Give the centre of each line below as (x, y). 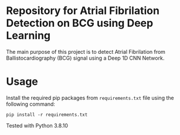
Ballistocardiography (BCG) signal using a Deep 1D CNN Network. (85, 58)
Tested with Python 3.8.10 (37, 125)
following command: (31, 104)
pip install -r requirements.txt (47, 115)
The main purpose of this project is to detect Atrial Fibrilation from (86, 51)
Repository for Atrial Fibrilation (83, 11)
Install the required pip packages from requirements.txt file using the (90, 98)
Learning (28, 36)
